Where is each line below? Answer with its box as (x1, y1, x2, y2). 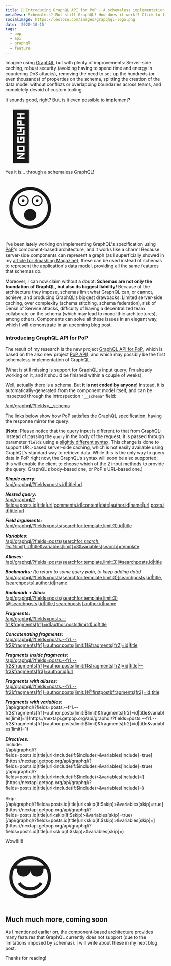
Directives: (5, 735, 29, 742)
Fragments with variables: (5, 699, 63, 705)
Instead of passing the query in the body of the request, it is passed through (5, 433, 164, 440)
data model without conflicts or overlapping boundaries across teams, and (5, 81, 161, 87)
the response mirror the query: (5, 418, 70, 424)
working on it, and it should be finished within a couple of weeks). (5, 372, 144, 378)
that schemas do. (5, 268, 42, 274)
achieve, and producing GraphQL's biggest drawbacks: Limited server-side (5, 294, 163, 301)
